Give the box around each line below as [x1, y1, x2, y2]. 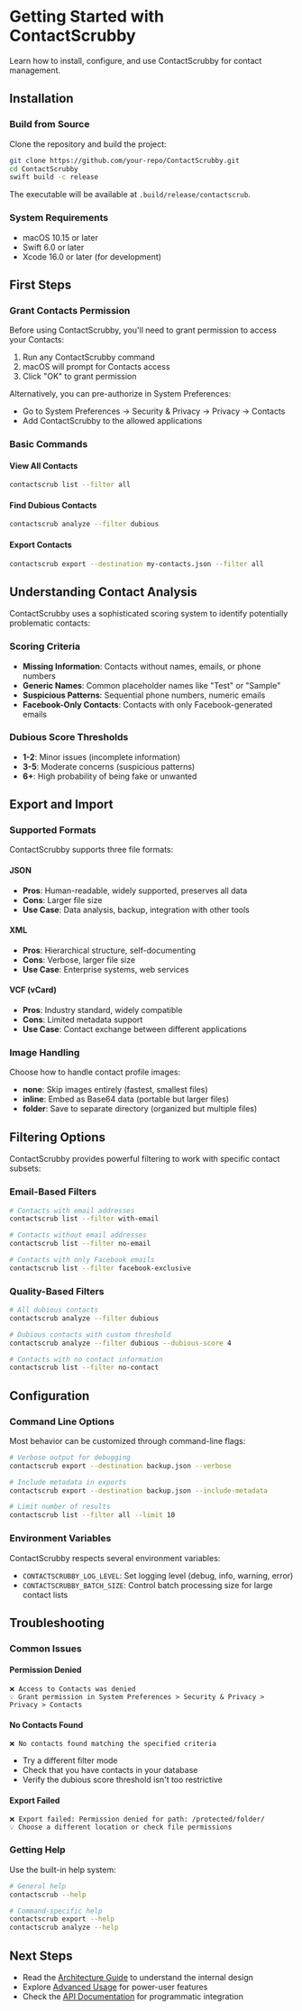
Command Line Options [9, 1415, 115, 1428]
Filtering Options [9, 1129, 106, 1145]
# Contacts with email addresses [9, 1206, 135, 1215]
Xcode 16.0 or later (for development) [22, 251, 162, 262]
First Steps [9, 277, 72, 292]
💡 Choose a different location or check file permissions [9, 1823, 233, 1832]
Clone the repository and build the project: [9, 138, 167, 150]
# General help [9, 1881, 67, 1890]
